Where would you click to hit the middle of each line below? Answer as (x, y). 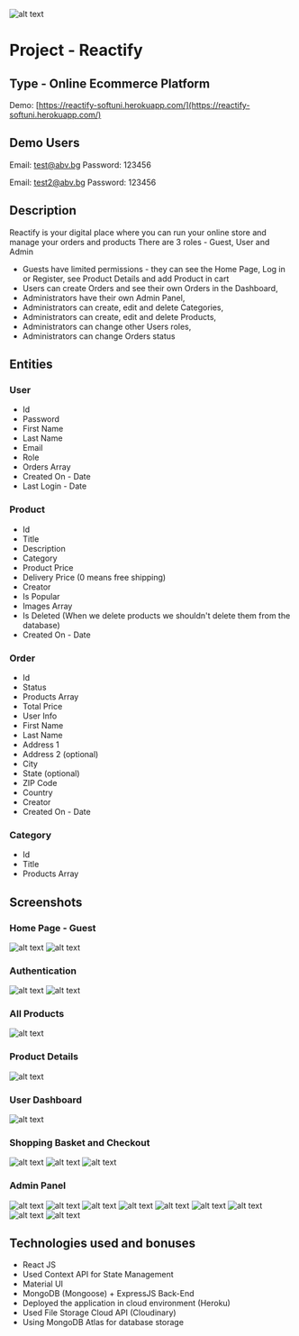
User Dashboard (46, 1100)
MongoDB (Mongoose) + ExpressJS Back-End (109, 1294)
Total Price (42, 706)
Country (37, 792)
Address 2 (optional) (60, 754)
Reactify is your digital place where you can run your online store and (138, 232)
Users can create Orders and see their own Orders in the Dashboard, (150, 288)
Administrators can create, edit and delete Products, (119, 316)
